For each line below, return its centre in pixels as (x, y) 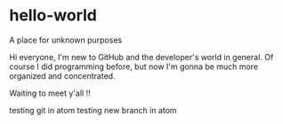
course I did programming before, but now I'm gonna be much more (134, 66)
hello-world (53, 15)
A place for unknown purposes (66, 40)
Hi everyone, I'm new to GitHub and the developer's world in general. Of (141, 57)
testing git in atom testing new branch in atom (93, 110)
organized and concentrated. (62, 75)
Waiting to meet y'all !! (50, 93)
